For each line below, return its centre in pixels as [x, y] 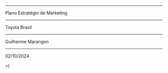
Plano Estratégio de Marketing [36, 13]
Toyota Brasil [18, 27]
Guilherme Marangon [27, 41]
